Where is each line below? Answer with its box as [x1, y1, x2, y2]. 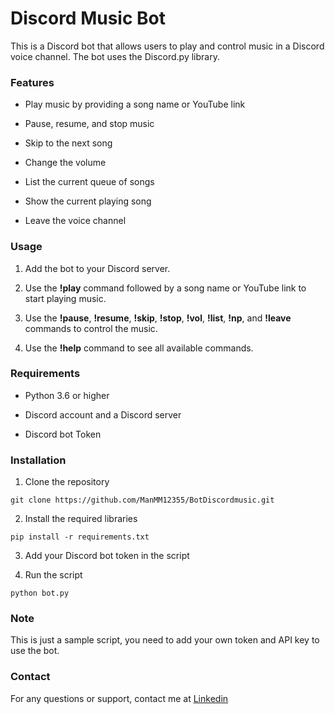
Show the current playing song [24, 195, 152, 207]
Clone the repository [24, 476, 110, 488]
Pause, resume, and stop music [24, 118, 155, 130]
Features [10, 75, 55, 89]
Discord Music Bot [10, 7, 166, 30]
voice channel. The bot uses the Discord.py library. [10, 50, 220, 62]
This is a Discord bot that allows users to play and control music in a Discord [10, 40, 325, 52]
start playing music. [24, 292, 107, 304]
